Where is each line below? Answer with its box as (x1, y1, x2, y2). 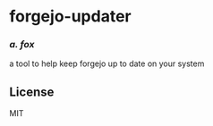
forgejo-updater (9, 6, 132, 27)
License (9, 84, 55, 99)
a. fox (9, 38, 35, 51)
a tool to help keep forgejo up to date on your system (9, 58, 205, 69)
